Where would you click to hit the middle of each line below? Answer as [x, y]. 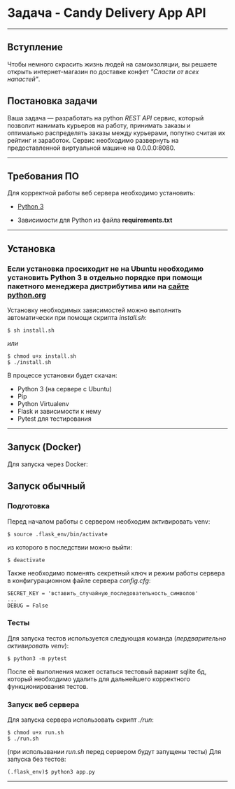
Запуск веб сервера [43, 704]
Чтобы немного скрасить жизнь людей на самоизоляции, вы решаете [112, 64]
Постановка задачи [52, 101]
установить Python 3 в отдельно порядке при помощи [105, 277]
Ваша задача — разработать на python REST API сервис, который [106, 118]
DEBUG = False [28, 606]
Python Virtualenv [43, 404]
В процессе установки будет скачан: [62, 375]
